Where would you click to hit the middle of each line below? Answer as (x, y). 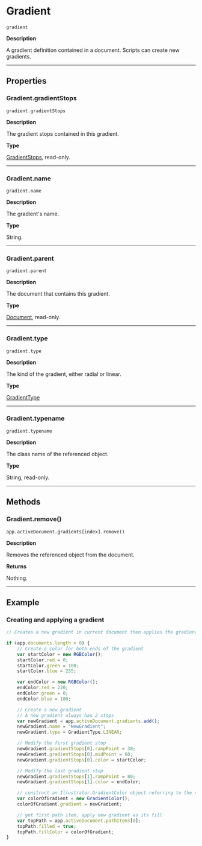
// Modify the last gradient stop (60, 771)
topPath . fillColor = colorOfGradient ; (66, 832)
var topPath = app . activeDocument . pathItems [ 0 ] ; (79, 821)
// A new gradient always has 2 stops (66, 715)
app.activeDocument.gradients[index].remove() (66, 532)
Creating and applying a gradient (55, 620)
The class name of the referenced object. (57, 454)
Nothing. (17, 578)
